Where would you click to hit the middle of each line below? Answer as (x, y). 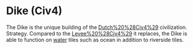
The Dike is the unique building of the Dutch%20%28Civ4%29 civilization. (97, 27)
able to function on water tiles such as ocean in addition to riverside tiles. (95, 40)
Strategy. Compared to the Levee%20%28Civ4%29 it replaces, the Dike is (97, 33)
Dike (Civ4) (34, 11)
